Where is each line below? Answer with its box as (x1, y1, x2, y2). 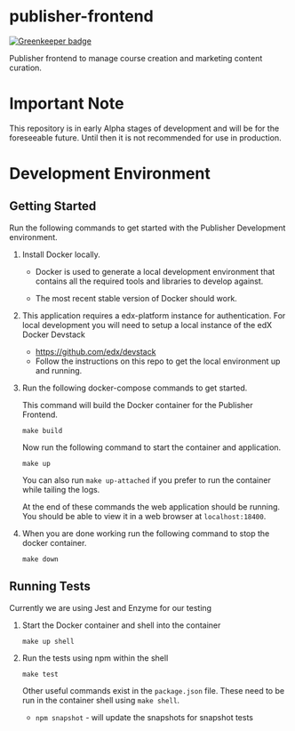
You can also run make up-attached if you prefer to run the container (21, 474, 271, 486)
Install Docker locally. (21, 249, 100, 260)
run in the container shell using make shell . (21, 695, 180, 705)
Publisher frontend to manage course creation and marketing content (9, 52, 263, 63)
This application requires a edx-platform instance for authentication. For (21, 309, 286, 321)
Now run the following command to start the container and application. (21, 442, 282, 453)
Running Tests (9, 579, 91, 594)
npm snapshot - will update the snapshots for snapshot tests (35, 711, 253, 722)
